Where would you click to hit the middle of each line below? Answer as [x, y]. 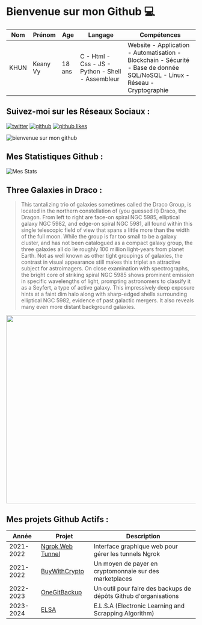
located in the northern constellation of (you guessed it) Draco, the [103, 211]
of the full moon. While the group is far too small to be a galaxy [99, 237]
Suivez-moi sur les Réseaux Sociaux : [78, 112]
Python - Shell [101, 71]
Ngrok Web [57, 547]
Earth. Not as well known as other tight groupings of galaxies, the [102, 256]
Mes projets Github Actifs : [57, 519]
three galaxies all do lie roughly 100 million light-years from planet [103, 249]
